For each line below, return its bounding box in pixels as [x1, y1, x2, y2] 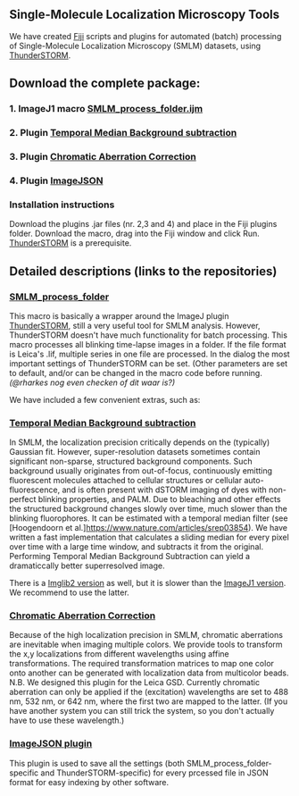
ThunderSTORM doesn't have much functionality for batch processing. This [9, 330, 288, 340]
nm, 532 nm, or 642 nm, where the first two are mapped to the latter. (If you [9, 696, 288, 707]
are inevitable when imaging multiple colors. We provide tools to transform [9, 639, 283, 650]
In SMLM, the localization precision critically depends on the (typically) [9, 437, 270, 448]
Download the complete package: [9, 76, 201, 91]
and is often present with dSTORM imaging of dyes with [62, 484, 268, 495]
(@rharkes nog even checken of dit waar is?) [9, 377, 176, 388]
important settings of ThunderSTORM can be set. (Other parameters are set [9, 357, 288, 369]
